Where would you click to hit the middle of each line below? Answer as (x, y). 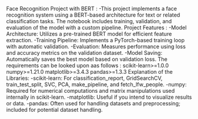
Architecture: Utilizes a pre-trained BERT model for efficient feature (89, 34)
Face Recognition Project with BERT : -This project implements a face (92, 9)
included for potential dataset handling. (54, 110)
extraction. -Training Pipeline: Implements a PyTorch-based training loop (95, 40)
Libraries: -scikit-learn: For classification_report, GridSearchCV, (84, 78)
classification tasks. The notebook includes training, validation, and (89, 21)
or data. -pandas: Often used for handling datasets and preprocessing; (93, 103)
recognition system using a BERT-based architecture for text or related (93, 15)
